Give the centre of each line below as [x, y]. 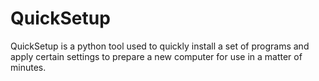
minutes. [28, 67]
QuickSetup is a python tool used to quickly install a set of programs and [160, 46]
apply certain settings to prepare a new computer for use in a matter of [156, 56]
